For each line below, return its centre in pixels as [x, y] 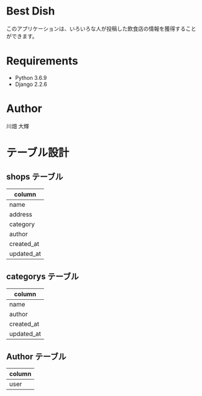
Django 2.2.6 [31, 84]
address [21, 214]
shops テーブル [35, 177]
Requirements [42, 61]
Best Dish [31, 11]
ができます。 [22, 36]
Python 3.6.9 [31, 77]
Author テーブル [36, 357]
